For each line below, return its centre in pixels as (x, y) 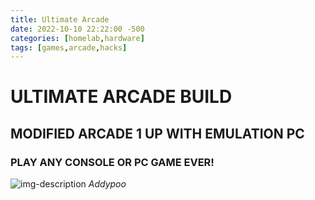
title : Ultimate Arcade (60, 19)
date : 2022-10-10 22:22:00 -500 (77, 29)
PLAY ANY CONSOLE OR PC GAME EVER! (112, 162)
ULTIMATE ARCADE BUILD (121, 97)
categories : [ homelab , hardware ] (77, 38)
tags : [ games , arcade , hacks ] (69, 47)
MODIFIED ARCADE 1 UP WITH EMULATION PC (157, 133)
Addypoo (107, 184)
